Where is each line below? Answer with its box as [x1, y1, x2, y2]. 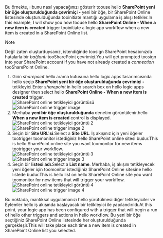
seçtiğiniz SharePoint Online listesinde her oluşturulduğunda [5, 217, 126, 223]
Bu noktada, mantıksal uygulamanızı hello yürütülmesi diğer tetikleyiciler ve [5, 197, 156, 202]
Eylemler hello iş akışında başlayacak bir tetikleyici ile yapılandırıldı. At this [5, 202, 152, 207]
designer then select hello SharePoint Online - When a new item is [12, 89, 147, 95]
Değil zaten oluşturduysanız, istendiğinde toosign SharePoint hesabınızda [5, 49, 152, 54]
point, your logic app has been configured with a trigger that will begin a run [5, 207, 158, 213]
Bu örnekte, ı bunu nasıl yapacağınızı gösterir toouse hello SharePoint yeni [5, 4, 155, 10]
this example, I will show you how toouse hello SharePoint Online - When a [5, 19, 156, 25]
